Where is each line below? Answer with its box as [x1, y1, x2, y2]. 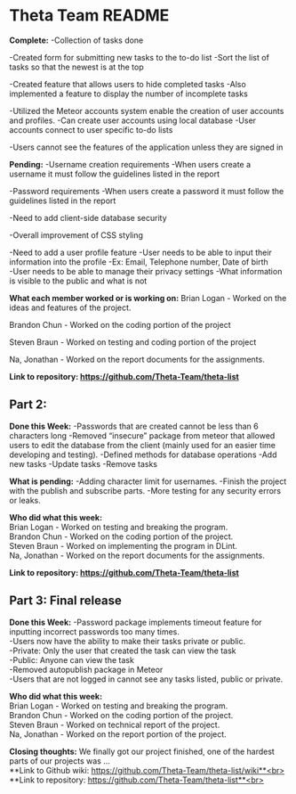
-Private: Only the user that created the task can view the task [9, 645, 236, 656]
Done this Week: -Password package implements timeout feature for [9, 617, 262, 627]
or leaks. [9, 495, 42, 505]
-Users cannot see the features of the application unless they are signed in [9, 142, 284, 152]
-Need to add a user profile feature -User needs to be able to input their [9, 247, 273, 258]
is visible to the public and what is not [9, 275, 148, 286]
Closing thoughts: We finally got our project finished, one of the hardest [9, 746, 276, 757]
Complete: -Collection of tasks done [9, 35, 144, 45]
